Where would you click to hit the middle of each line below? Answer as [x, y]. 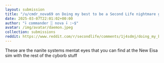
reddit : [13, 37]
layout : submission [25, 9]
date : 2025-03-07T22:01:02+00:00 [39, 18]
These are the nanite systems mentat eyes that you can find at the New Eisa [82, 50]
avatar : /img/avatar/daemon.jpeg [39, 28]
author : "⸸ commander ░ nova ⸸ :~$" [42, 23]
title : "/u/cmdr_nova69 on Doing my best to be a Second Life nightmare [81, 14]
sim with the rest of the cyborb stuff [41, 55]
